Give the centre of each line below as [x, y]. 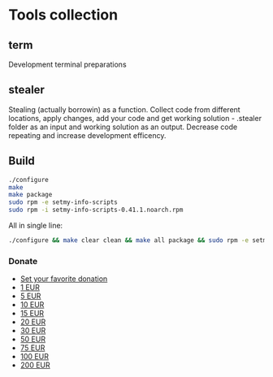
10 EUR [32, 305]
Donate [23, 261]
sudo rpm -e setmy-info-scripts [63, 202]
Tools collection [63, 15]
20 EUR [33, 322]
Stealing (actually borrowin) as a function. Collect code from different [125, 109]
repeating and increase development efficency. [87, 135]
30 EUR [33, 331]
